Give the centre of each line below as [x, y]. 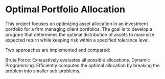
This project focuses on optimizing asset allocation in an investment [77, 24]
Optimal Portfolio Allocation [65, 9]
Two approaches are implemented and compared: [58, 50]
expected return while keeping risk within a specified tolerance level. [78, 40]
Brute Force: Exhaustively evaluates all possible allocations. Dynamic [78, 60]
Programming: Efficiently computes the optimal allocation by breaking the [82, 65]
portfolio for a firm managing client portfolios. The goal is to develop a [79, 29]
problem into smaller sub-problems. [43, 71]
